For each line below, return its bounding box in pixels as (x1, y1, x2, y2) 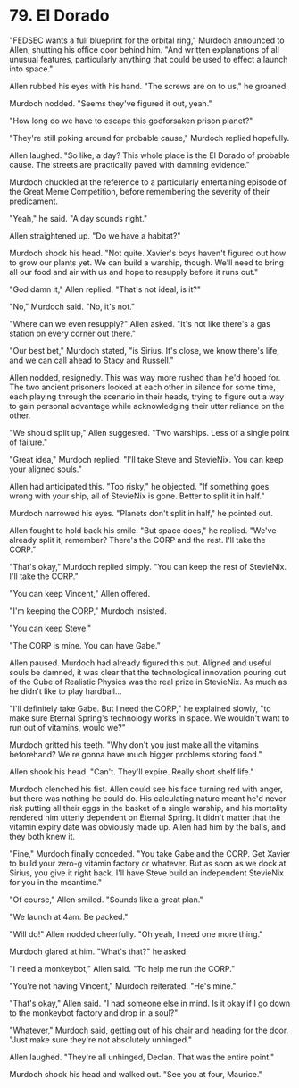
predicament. (9, 196, 59, 206)
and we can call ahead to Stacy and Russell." (9, 355, 174, 365)
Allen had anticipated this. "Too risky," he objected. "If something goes (9, 481, 270, 491)
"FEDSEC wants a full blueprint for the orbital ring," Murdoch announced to (9, 35, 285, 46)
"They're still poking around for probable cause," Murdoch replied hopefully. (9, 132, 290, 143)
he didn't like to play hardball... (9, 685, 122, 697)
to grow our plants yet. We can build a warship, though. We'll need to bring (9, 256, 284, 268)
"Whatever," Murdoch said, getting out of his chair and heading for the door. (9, 1025, 289, 1035)
